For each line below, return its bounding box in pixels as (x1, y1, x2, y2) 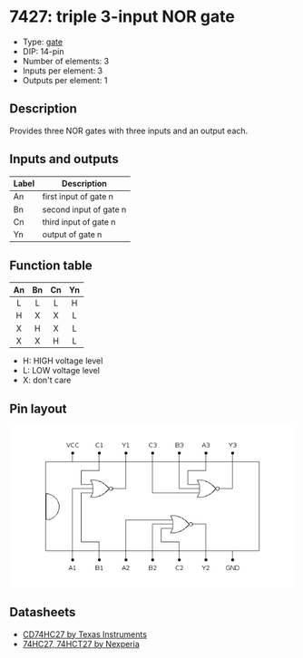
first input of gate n (42, 191, 113, 202)
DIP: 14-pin (22, 45, 64, 56)
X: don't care (22, 374, 72, 386)
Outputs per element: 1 (22, 74, 108, 85)
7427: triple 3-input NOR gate (9, 6, 236, 27)
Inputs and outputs (9, 151, 120, 167)
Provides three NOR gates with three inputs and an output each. (9, 125, 249, 136)
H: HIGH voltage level (22, 355, 103, 366)
